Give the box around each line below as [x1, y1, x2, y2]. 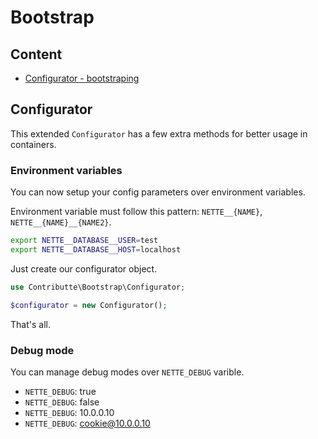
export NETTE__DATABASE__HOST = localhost [10, 244, 182, 255]
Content [10, 46, 63, 63]
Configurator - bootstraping [24, 72, 140, 84]
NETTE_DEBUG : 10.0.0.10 [24, 406, 115, 418]
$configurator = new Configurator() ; [10, 300, 168, 310]
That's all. [10, 318, 51, 330]
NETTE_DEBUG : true [24, 385, 97, 397]
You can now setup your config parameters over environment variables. [10, 186, 306, 198]
